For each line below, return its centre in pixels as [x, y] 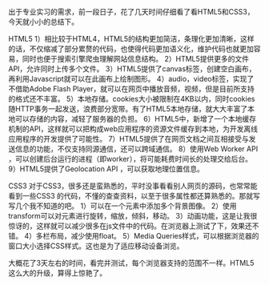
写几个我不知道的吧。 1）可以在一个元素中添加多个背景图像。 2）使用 [123, 206]
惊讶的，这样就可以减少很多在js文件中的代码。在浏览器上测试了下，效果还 [130, 226]
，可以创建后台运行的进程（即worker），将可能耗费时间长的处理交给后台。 [130, 159]
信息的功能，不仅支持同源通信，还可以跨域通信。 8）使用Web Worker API [137, 149]
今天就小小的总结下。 [43, 22]
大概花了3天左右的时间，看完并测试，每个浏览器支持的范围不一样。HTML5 [131, 263]
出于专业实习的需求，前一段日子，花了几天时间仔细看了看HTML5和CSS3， [131, 12]
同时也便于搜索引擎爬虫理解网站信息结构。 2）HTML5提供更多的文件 [136, 59]
